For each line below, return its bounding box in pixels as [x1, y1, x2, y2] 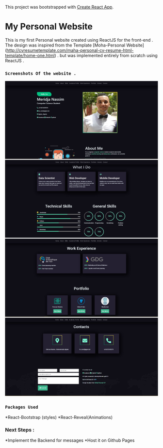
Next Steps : [5, 427, 35, 433]
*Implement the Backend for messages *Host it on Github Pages [5, 437, 135, 443]
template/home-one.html [5, 52, 55, 58]
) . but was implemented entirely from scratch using [54, 52, 158, 58]
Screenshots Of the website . [5, 70, 77, 76]
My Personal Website [5, 21, 93, 32]
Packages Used [5, 404, 38, 410]
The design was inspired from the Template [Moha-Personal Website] [5, 42, 145, 48]
